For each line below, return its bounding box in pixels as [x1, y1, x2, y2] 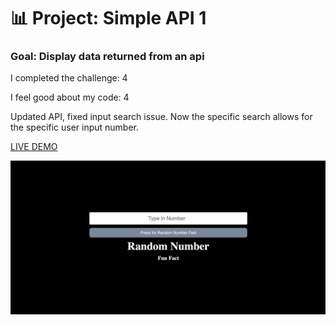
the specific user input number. [10, 121, 140, 134]
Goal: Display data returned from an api [10, 50, 205, 64]
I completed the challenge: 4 [10, 72, 128, 84]
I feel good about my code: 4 [10, 91, 130, 104]
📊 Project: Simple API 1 [10, 7, 207, 30]
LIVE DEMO [10, 141, 58, 153]
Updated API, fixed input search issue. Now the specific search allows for [10, 111, 313, 123]
